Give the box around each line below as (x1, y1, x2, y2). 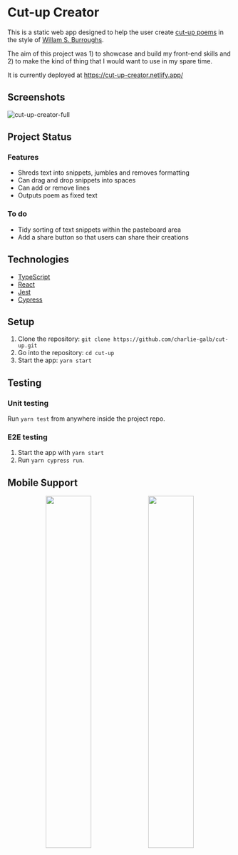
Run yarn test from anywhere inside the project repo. (7, 414, 165, 423)
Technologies (7, 254, 70, 266)
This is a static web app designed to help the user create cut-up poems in (7, 28, 224, 36)
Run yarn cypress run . (17, 456, 84, 464)
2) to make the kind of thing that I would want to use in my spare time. (7, 56, 212, 65)
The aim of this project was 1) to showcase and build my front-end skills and (7, 49, 232, 58)
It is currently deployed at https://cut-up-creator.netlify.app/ (7, 71, 184, 79)
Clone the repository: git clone (17, 334, 110, 343)
